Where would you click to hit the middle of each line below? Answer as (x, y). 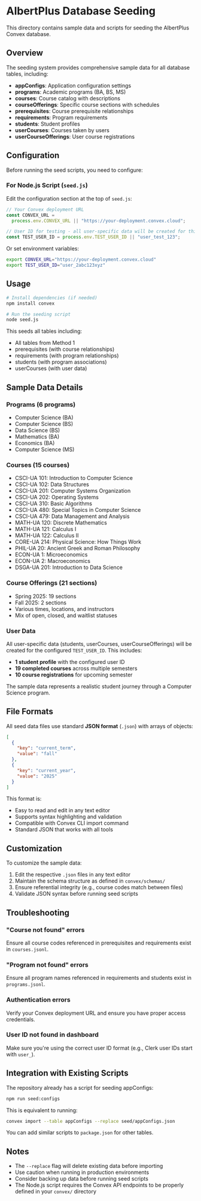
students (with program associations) (61, 362)
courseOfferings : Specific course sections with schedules (87, 105)
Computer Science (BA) (44, 417)
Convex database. (28, 34)
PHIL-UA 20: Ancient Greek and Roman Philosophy (77, 549)
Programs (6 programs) (41, 404)
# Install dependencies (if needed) (52, 298)
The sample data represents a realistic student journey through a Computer (99, 686)
